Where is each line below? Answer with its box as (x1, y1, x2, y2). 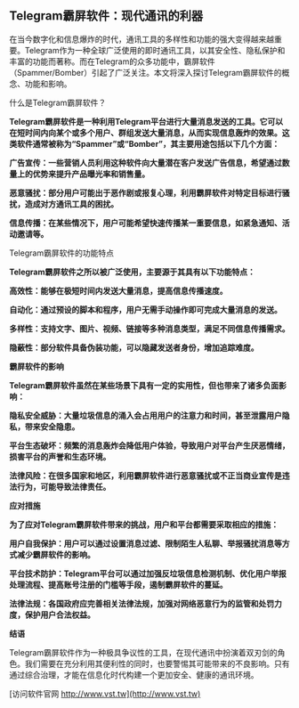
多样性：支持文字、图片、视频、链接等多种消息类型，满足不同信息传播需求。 (9, 323, 290, 334)
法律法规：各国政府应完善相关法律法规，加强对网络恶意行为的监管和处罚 (9, 598, 274, 608)
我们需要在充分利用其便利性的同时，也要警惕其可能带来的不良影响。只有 (24, 658, 290, 669)
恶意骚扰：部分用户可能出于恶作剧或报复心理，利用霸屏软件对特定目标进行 (9, 187, 282, 198)
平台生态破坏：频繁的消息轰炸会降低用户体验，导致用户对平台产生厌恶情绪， (9, 440, 290, 451)
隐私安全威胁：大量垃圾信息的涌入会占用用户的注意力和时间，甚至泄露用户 (9, 410, 282, 420)
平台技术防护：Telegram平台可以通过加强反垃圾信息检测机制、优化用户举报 (9, 568, 287, 579)
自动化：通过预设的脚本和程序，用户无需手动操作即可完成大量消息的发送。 (9, 304, 282, 314)
